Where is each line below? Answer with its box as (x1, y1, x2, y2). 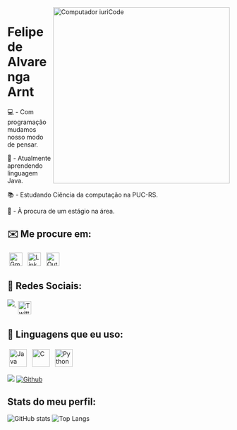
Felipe (7, 24, 44, 40)
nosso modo (7, 133, 44, 141)
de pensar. (7, 140, 39, 149)
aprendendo (7, 161, 43, 170)
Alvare (7, 54, 47, 70)
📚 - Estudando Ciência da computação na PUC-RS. (7, 190, 159, 199)
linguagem (7, 168, 38, 177)
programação (7, 118, 47, 126)
